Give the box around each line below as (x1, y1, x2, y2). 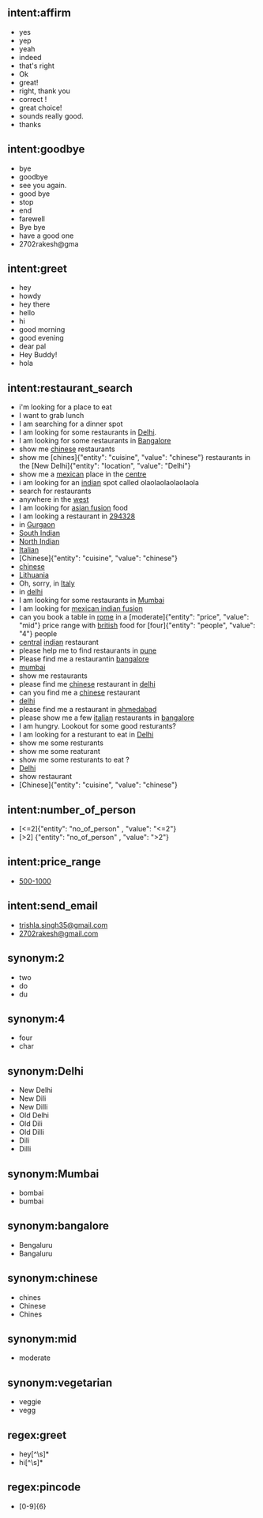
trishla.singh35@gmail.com (18, 920, 108, 929)
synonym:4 (7, 1011, 66, 1026)
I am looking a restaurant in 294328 (18, 511, 136, 521)
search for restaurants (18, 486, 92, 496)
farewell (18, 213, 45, 224)
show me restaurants (18, 671, 88, 680)
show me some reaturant (18, 747, 100, 756)
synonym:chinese (7, 1271, 98, 1285)
